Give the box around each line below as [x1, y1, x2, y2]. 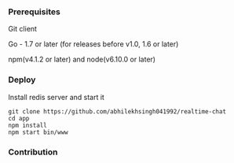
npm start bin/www [8, 128, 68, 136]
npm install [8, 121, 47, 129]
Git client [8, 24, 38, 34]
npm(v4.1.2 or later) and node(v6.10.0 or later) [8, 54, 155, 65]
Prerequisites [8, 6, 60, 17]
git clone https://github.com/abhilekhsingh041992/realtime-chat [8, 107, 226, 116]
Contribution [8, 146, 58, 157]
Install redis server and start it [8, 92, 104, 102]
